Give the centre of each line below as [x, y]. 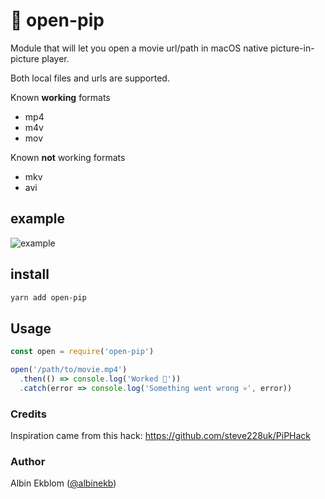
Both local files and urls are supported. [90, 78]
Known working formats [60, 97]
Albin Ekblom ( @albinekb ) [63, 483]
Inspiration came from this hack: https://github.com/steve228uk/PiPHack [161, 436]
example [38, 219]
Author [28, 461]
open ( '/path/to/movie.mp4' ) [69, 370]
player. [55, 58]
